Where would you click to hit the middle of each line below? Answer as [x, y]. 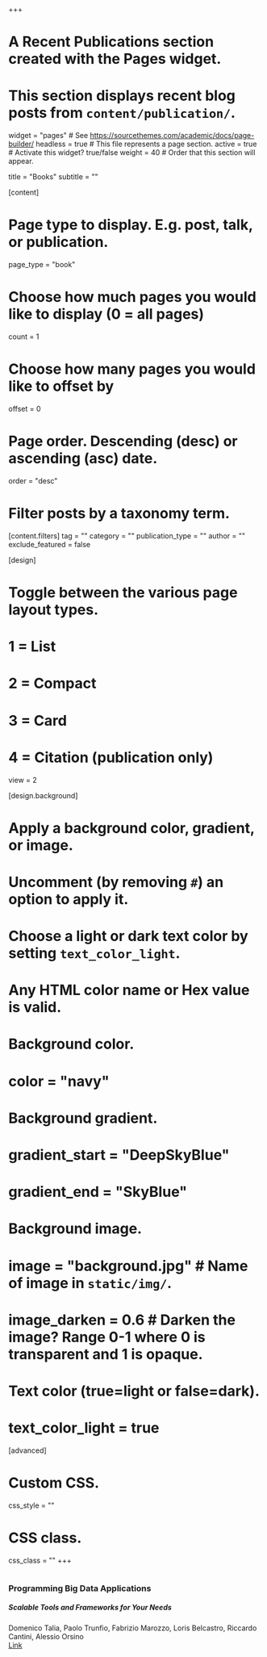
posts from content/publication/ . [122, 113]
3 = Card [38, 720]
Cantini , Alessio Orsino [46, 1636]
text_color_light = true [84, 1428]
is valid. [35, 1008]
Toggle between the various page [123, 592]
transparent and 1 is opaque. [106, 1354]
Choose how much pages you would [132, 297]
